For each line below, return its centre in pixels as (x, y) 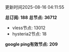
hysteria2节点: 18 (29, 34)
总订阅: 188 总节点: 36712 (31, 17)
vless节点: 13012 (29, 28)
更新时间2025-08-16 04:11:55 (35, 7)
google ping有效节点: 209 (31, 44)
